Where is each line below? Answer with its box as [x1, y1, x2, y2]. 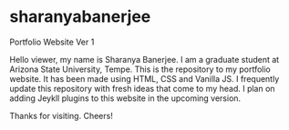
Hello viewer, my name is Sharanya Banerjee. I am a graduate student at [9, 54, 280, 65]
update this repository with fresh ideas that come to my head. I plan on [9, 83, 275, 94]
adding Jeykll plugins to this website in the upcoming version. [9, 93, 242, 104]
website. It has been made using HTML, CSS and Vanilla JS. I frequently [9, 73, 280, 84]
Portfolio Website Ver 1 [9, 36, 95, 47]
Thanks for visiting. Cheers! [9, 110, 114, 121]
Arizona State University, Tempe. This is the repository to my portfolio [9, 64, 271, 75]
